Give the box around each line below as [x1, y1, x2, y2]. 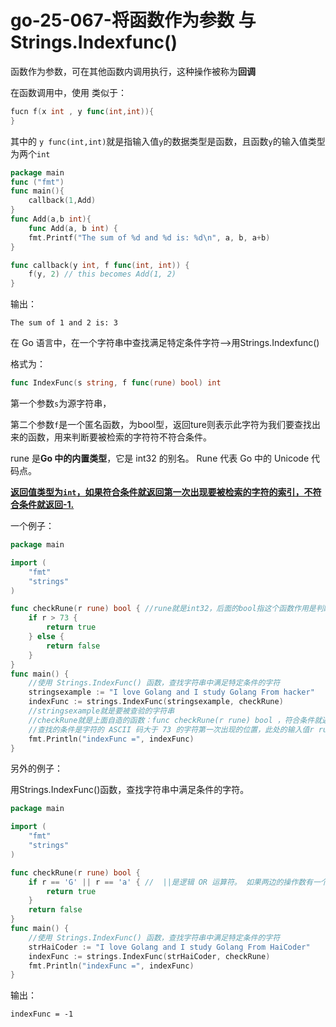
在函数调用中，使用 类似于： [10, 86, 127, 98]
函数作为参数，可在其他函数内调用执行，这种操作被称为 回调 [10, 65, 256, 77]
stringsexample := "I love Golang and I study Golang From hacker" [28, 687, 315, 698]
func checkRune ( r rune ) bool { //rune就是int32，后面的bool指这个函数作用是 [10, 604, 317, 614]
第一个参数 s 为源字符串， [10, 397, 112, 410]
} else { [28, 632, 65, 642]
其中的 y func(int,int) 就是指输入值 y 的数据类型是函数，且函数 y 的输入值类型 [10, 135, 326, 147]
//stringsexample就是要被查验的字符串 [28, 706, 175, 716]
